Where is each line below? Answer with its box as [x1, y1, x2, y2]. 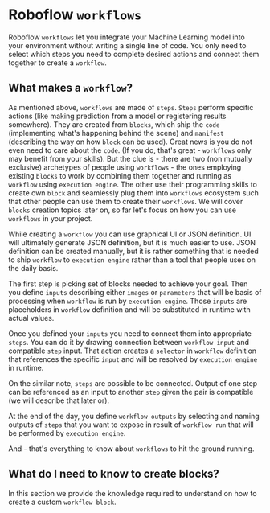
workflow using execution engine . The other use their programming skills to [8, 179, 257, 189]
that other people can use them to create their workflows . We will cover [8, 196, 243, 206]
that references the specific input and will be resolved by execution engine [8, 354, 258, 363]
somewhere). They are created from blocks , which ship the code [8, 119, 220, 129]
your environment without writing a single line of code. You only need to [8, 40, 247, 50]
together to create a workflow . [8, 58, 107, 68]
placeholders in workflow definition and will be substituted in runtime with [8, 304, 251, 314]
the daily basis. [8, 263, 59, 273]
